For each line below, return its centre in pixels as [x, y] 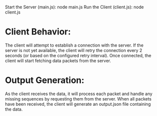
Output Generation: [45, 80]
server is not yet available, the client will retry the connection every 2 [74, 50]
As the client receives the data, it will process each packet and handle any [79, 94]
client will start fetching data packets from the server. [58, 61]
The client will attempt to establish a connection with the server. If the [74, 45]
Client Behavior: [38, 32]
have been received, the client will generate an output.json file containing [78, 104]
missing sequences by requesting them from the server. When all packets [78, 99]
